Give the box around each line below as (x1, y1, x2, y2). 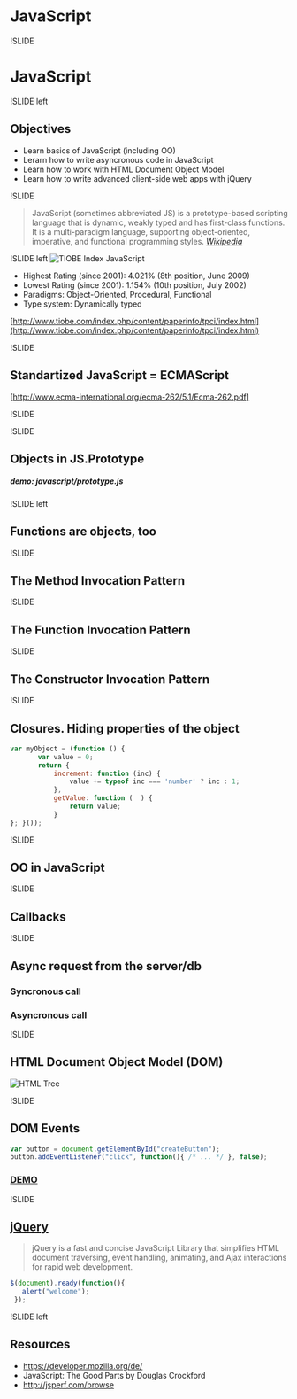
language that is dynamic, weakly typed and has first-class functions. (31, 217, 286, 228)
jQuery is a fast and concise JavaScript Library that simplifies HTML (31, 1243, 280, 1254)
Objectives (10, 121, 72, 136)
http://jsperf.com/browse (22, 1380, 114, 1390)
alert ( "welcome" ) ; (21, 1287, 90, 1296)
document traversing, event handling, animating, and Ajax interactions (31, 1252, 287, 1263)
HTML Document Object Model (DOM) (10, 1054, 224, 1069)
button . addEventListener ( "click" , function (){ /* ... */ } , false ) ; (10, 1153, 268, 1162)
